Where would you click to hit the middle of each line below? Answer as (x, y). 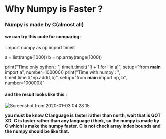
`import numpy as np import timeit (40, 48)
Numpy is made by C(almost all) (44, 25)
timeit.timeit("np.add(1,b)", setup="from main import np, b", (66, 78)
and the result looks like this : (36, 94)
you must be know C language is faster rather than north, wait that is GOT (83, 115)
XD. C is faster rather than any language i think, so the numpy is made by (82, 120)
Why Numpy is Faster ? (54, 9)
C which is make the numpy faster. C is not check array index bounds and (83, 126)
